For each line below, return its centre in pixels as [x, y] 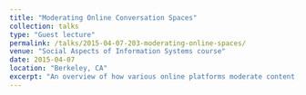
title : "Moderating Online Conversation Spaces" [103, 18]
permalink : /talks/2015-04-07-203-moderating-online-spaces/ [128, 43]
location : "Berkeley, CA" [58, 69]
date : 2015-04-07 [42, 60]
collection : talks [44, 26]
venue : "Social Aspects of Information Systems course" [117, 52]
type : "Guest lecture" [52, 34]
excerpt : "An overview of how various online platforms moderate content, [154, 77]
